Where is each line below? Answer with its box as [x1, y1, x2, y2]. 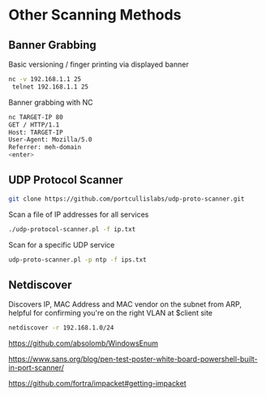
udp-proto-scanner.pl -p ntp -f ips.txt [8, 256, 148, 264]
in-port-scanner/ [8, 363, 65, 372]
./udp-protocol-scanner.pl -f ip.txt [8, 225, 136, 233]
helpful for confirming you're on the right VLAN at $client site [8, 308, 213, 318]
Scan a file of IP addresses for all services [8, 209, 149, 219]
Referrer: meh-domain [8, 144, 82, 152]
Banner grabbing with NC [8, 97, 93, 107]
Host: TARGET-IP [8, 128, 63, 136]
